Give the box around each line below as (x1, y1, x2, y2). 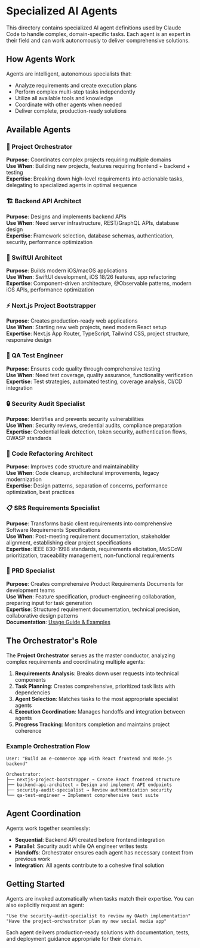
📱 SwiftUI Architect (6, 253, 63, 261)
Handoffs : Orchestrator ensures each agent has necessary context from (14, 848, 193, 856)
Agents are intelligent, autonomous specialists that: (6, 70, 133, 77)
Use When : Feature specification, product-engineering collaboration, (6, 592, 176, 600)
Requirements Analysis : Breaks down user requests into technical (14, 670, 179, 677)
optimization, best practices (6, 489, 75, 496)
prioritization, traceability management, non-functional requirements (6, 552, 175, 559)
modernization (6, 475, 42, 483)
